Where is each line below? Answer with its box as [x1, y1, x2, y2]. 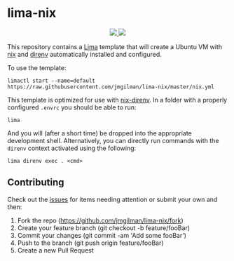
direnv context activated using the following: [7, 144, 137, 152]
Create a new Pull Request [17, 246, 95, 254]
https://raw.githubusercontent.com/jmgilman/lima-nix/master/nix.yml [7, 83, 215, 91]
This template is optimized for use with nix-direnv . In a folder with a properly [7, 95, 228, 104]
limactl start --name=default [7, 77, 96, 84]
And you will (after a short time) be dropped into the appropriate [7, 128, 193, 138]
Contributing [7, 177, 64, 189]
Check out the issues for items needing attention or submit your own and [7, 195, 218, 203]
